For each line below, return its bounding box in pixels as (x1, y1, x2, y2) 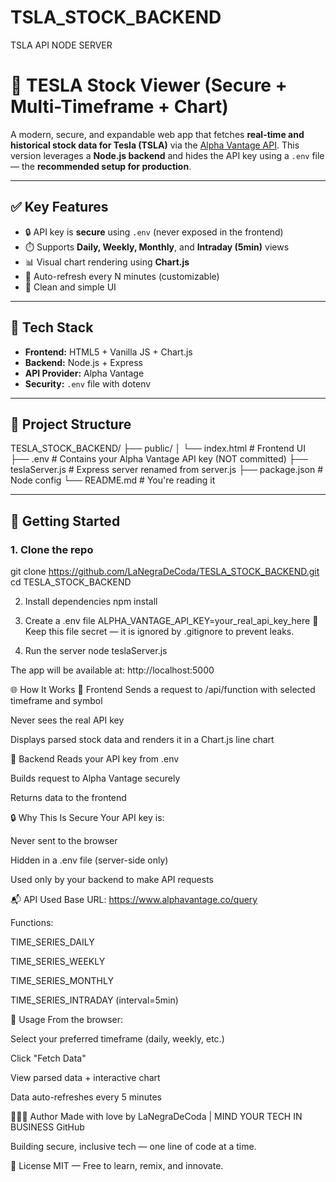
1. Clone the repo (10, 542, 94, 556)
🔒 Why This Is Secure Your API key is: (10, 812, 165, 823)
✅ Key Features (10, 199, 109, 216)
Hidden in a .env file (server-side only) (10, 854, 169, 866)
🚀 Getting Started (10, 512, 121, 530)
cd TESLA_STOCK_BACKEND (10, 576, 132, 588)
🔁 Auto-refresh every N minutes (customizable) (24, 270, 220, 282)
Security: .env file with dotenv (24, 377, 152, 390)
